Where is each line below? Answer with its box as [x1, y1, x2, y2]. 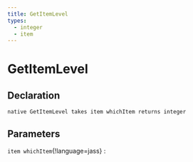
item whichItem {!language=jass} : [7, 147, 106, 156]
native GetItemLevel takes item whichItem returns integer [7, 108, 187, 116]
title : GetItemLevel [7, 10, 69, 18]
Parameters [7, 128, 61, 140]
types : [7, 17, 27, 24]
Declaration [7, 89, 61, 101]
